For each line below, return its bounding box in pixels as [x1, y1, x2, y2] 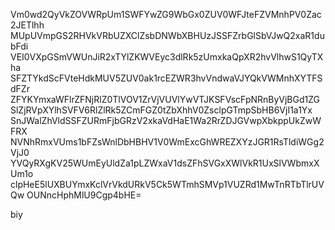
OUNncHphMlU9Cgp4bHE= [26, 189, 142, 201]
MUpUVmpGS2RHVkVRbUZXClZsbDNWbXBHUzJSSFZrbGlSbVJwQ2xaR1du [10, 30, 325, 41]
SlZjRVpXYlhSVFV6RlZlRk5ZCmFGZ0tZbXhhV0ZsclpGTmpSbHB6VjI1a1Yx [10, 104, 313, 116]
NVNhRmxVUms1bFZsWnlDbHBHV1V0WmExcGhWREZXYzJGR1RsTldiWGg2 [10, 136, 325, 148]
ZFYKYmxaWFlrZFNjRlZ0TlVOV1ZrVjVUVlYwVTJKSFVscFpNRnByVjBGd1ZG [10, 94, 321, 105]
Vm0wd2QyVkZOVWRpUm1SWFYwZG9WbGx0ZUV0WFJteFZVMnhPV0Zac [10, 9, 322, 20]
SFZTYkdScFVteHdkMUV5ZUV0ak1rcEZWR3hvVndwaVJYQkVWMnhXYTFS [10, 72, 323, 84]
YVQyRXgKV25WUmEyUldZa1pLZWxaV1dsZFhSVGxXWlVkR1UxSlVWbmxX [10, 157, 320, 169]
